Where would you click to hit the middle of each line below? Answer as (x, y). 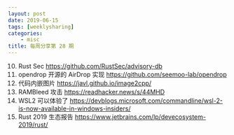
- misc (30, 40)
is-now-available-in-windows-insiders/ (74, 108)
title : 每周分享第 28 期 (41, 46)
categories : (25, 33)
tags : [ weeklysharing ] (41, 27)
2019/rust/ (33, 125)
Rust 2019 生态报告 (46, 117)
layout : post (27, 14)
